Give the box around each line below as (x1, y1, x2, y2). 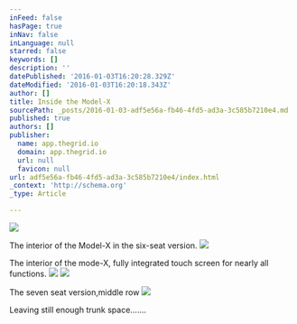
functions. (9, 268, 47, 279)
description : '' (9, 64, 70, 73)
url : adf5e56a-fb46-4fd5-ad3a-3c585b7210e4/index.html (9, 172, 220, 181)
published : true (9, 114, 70, 123)
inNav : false (9, 30, 59, 39)
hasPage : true (9, 22, 63, 31)
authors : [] (9, 123, 54, 132)
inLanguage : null (9, 38, 75, 48)
